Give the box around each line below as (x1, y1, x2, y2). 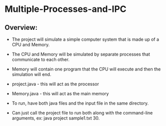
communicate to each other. (11, 57, 70, 63)
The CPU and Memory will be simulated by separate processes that (11, 51, 150, 57)
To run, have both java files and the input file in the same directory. (11, 100, 149, 106)
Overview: (4, 23, 38, 32)
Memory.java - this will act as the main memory (11, 91, 109, 96)
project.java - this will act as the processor (11, 81, 99, 87)
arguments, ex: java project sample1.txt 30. (11, 115, 100, 121)
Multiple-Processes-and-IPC (4, 3, 127, 15)
